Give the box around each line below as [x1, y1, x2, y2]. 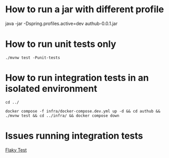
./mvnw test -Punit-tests [5, 55, 60, 60]
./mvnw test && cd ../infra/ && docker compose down [5, 113, 120, 118]
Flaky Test [5, 147, 27, 153]
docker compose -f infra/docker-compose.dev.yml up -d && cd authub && [5, 109, 160, 114]
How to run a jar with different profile [5, 4, 164, 15]
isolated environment [5, 83, 98, 95]
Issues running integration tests [5, 130, 144, 141]
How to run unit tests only [5, 38, 117, 50]
